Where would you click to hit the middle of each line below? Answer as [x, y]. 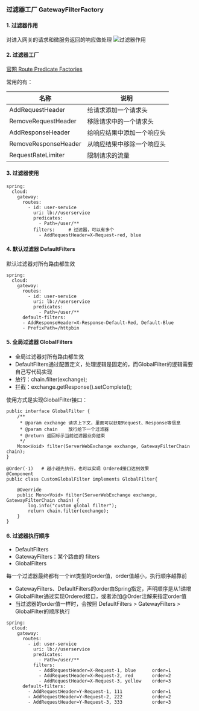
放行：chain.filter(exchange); [51, 379]
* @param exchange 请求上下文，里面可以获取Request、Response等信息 [100, 423]
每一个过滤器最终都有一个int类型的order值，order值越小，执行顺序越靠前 [97, 576]
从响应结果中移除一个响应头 [126, 144]
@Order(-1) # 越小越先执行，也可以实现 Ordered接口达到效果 [78, 469]
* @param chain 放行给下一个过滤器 [64, 429]
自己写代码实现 [33, 372]
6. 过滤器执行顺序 [28, 536]
